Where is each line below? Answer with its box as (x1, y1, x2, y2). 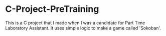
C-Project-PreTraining (5, 3, 99, 15)
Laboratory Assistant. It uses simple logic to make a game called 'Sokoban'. (5, 25, 161, 31)
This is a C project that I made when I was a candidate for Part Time (5, 20, 145, 26)
